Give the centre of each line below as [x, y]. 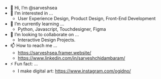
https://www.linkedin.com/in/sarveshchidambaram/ [71, 58]
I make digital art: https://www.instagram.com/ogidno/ [74, 71]
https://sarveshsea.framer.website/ [54, 53]
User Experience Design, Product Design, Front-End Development [87, 18]
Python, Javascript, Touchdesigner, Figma [62, 29]
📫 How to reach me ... [34, 46]
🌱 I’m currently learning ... [37, 24]
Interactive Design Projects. [46, 40]
